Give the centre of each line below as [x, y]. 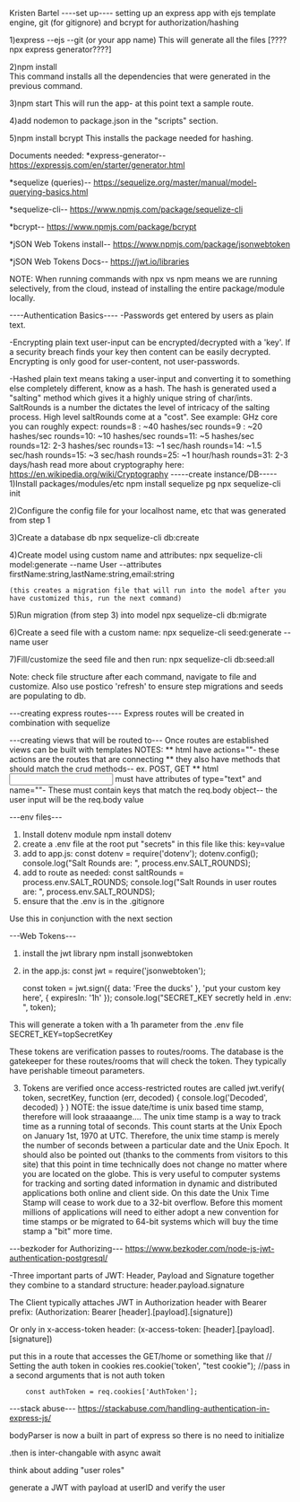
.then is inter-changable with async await [85, 1453]
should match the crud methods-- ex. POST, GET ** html [114, 769]
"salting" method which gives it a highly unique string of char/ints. [131, 398]
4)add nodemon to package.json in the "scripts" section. [114, 121]
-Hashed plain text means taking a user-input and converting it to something [150, 379]
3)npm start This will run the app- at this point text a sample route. [131, 103]
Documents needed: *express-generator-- [88, 155]
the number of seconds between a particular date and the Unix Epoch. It [155, 1145]
